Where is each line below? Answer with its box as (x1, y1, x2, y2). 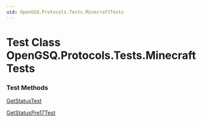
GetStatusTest (6, 97, 41, 105)
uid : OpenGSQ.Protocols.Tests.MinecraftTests (6, 9, 124, 15)
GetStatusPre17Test (6, 109, 56, 116)
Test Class (6, 35, 61, 49)
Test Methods (6, 83, 49, 92)
